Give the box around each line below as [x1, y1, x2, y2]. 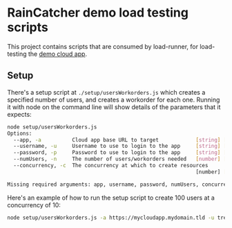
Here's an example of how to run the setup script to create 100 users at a [7, 193, 215, 202]
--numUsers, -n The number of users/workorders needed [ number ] [13, 155, 221, 163]
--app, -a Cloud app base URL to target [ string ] [13, 136, 221, 143]
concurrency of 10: [7, 200, 61, 209]
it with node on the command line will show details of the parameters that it [7, 102, 221, 111]
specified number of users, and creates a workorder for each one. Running [7, 95, 220, 104]
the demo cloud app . [28, 50, 88, 58]
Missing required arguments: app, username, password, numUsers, [7, 181, 199, 188]
